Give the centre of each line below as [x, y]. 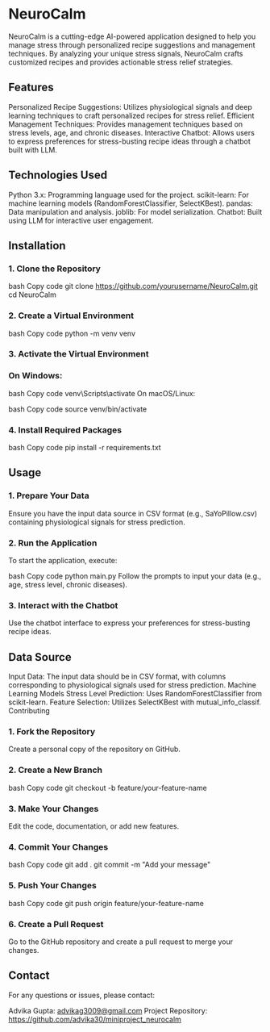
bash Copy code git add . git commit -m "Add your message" [110, 865]
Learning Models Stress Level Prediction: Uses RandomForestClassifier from [135, 694]
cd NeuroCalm [32, 295]
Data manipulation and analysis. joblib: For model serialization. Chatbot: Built [135, 211]
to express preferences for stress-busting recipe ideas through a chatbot [130, 141]
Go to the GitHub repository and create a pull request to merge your [121, 942]
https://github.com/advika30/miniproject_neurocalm [95, 1019]
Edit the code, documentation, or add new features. [94, 826]
